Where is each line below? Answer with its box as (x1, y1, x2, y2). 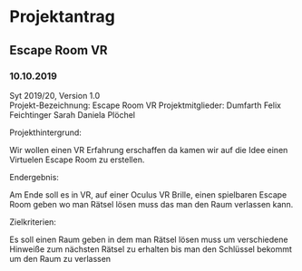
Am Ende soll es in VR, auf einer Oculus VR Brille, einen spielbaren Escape (9, 189, 287, 200)
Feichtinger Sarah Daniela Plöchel (9, 109, 136, 120)
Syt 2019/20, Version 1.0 (9, 90, 101, 101)
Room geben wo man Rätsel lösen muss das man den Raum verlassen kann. (9, 198, 294, 209)
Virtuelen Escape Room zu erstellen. (9, 154, 145, 165)
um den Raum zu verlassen (9, 253, 112, 264)
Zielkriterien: (9, 216, 57, 227)
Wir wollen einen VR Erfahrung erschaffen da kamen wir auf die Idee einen (9, 144, 288, 155)
